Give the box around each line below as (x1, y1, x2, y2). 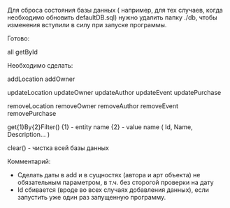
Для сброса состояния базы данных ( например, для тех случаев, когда (7, 6, 224, 14)
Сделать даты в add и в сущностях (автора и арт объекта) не (17, 171, 201, 179)
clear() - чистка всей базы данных (7, 144, 110, 152)
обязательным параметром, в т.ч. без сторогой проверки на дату (17, 178, 214, 186)
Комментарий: (7, 157, 51, 165)
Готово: (7, 34, 30, 43)
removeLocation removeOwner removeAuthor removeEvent (7, 102, 179, 110)
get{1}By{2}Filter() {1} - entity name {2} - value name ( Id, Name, (7, 123, 194, 131)
